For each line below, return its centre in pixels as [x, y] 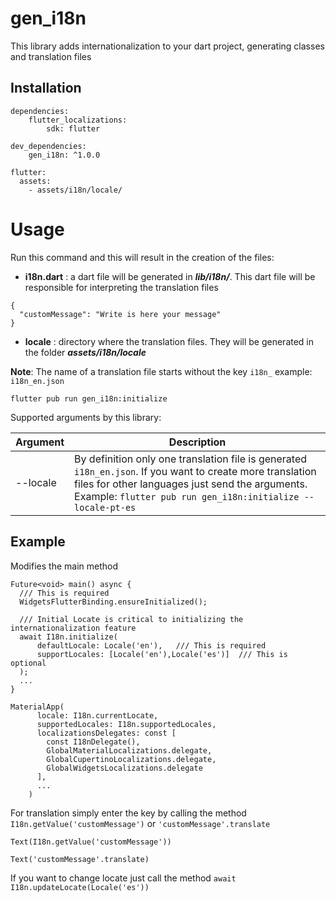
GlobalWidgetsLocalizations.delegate [124, 768]
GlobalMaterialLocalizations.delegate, [129, 750]
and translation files [51, 56]
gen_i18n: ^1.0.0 [64, 155]
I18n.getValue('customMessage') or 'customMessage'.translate [140, 823]
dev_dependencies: [48, 146]
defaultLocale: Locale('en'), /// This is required [151, 645]
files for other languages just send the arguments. [191, 484]
